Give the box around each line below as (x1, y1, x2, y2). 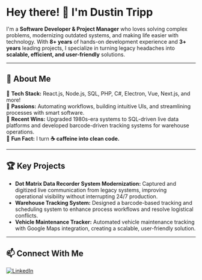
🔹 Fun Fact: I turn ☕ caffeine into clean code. (6, 135, 120, 142)
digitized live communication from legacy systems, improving (14, 186, 167, 193)
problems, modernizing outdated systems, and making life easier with (6, 31, 179, 38)
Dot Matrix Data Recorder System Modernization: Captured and (14, 180, 176, 187)
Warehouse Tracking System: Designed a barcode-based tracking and (14, 199, 192, 206)
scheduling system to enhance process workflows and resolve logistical (14, 205, 194, 213)
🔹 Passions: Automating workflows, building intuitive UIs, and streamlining (6, 102, 191, 110)
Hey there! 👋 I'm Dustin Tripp (6, 5, 153, 19)
